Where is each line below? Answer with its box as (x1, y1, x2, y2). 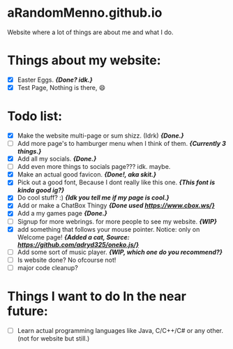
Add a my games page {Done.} (17, 209, 108, 218)
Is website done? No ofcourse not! (17, 255, 116, 264)
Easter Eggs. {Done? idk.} (17, 75, 93, 84)
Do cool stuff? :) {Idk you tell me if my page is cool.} (17, 193, 170, 202)
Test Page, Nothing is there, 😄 (17, 83, 106, 91)
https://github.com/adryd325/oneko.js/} (17, 240, 140, 248)
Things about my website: (7, 52, 162, 68)
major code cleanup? (17, 263, 78, 272)
